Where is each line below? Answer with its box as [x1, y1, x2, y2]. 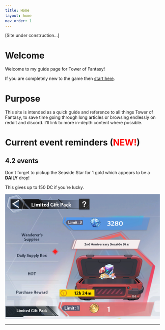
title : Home [5, 8, 29, 13]
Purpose [5, 93, 41, 104]
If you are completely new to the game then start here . [5, 75, 115, 81]
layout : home [5, 13, 32, 18]
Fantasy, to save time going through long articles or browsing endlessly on [5, 114, 156, 120]
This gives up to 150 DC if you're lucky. [5, 184, 84, 190]
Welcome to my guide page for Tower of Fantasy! [5, 66, 105, 72]
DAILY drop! [5, 175, 30, 181]
